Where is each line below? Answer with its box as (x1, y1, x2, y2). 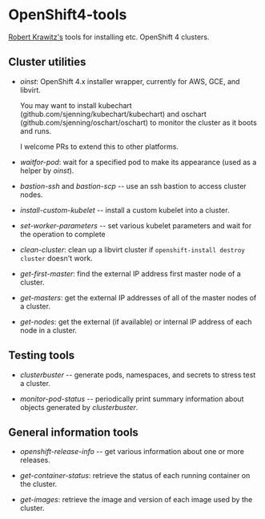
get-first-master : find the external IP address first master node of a (19, 268, 242, 278)
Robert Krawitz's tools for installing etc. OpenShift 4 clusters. (8, 32, 210, 42)
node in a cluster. (19, 325, 78, 335)
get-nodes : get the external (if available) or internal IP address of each (19, 316, 252, 326)
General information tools (8, 425, 139, 439)
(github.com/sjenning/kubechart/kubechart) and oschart (19, 109, 207, 119)
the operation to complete (19, 229, 106, 239)
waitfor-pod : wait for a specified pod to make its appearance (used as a (19, 157, 257, 167)
